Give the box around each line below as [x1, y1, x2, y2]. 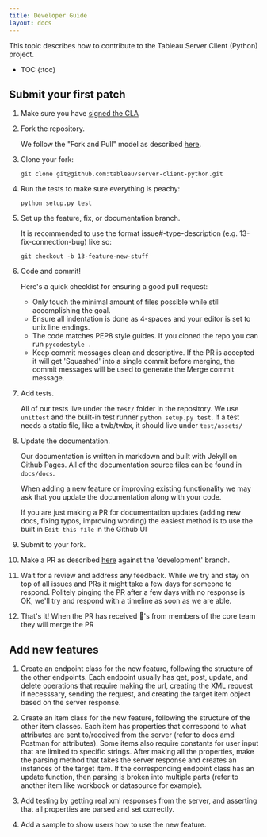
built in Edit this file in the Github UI [20, 525, 147, 534]
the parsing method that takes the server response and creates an [20, 755, 237, 765]
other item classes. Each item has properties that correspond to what [20, 722, 246, 731]
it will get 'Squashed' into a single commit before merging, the [32, 357, 235, 366]
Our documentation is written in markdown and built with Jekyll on [20, 452, 238, 461]
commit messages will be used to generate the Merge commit [32, 364, 235, 374]
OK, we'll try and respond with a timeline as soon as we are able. [20, 596, 232, 606]
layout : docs [9, 19, 52, 27]
